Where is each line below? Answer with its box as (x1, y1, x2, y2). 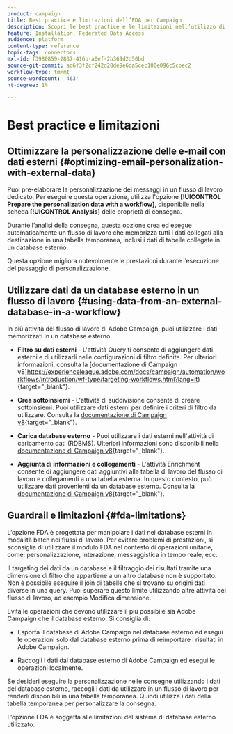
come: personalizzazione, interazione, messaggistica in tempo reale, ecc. (7, 550, 218, 559)
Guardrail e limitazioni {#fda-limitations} (7, 510, 186, 522)
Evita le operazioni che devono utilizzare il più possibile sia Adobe (7, 607, 196, 615)
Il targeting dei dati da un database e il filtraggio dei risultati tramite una (7, 563, 211, 572)
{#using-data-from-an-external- (77, 295, 223, 307)
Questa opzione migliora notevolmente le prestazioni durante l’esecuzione (7, 257, 219, 265)
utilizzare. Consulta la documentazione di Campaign (17, 411, 167, 419)
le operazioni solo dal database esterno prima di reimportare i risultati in (17, 635, 224, 643)
